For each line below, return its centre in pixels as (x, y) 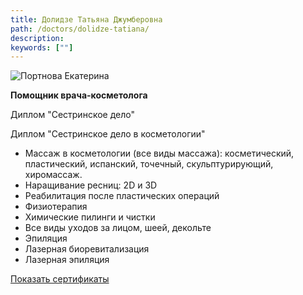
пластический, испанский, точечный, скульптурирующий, (149, 164)
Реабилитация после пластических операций (122, 196)
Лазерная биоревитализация (87, 249)
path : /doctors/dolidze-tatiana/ (80, 29)
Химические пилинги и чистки (90, 217)
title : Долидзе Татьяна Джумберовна (86, 19)
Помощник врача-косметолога (79, 95)
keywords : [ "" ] (42, 47)
